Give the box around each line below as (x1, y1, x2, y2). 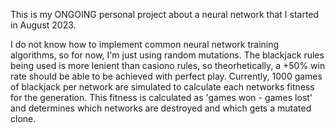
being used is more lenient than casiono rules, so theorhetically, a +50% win (10, 60, 326, 71)
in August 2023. (10, 19, 77, 31)
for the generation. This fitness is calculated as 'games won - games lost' (10, 92, 313, 103)
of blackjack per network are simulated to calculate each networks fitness (10, 81, 315, 93)
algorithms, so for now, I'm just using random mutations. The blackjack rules (10, 49, 325, 61)
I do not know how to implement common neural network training (10, 39, 280, 50)
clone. (10, 113, 37, 124)
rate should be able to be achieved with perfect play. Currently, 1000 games (10, 70, 323, 82)
